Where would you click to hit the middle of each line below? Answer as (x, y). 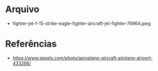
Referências (31, 44)
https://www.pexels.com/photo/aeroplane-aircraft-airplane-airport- (83, 58)
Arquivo (22, 9)
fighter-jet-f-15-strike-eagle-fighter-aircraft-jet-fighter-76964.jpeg (82, 23)
